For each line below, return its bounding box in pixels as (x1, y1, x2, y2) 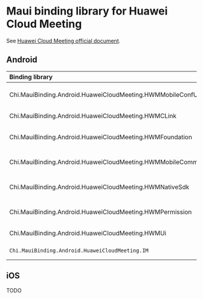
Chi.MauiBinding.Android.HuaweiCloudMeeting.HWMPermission (9, 208, 192, 216)
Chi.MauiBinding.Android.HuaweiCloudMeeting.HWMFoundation (9, 133, 192, 141)
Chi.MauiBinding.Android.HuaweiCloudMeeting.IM (9, 247, 149, 254)
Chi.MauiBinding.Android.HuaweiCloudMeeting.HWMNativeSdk (9, 183, 190, 191)
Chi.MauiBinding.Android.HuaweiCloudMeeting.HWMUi (9, 229, 167, 237)
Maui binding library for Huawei (6, 4, 168, 18)
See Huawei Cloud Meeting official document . (6, 37, 121, 44)
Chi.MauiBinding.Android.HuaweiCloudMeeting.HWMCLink (9, 111, 177, 120)
